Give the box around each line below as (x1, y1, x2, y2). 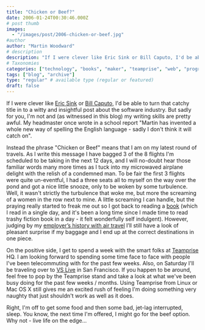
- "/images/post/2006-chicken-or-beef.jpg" (12, 32, 124, 38)
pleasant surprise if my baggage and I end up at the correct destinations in (6, 229, 194, 235)
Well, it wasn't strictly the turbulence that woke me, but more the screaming (6, 189, 197, 196)
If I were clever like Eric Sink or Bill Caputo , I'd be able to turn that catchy (6, 100, 190, 107)
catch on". (6, 132, 32, 139)
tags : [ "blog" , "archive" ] (6, 71, 75, 78)
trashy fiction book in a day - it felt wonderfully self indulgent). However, (6, 215, 189, 222)
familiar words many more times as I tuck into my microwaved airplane (6, 163, 184, 170)
